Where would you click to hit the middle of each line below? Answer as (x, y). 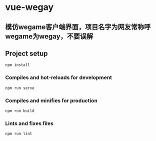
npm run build (20, 111)
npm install (17, 65)
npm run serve (20, 88)
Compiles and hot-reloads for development (59, 77)
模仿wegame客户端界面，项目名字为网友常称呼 (78, 27)
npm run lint (19, 134)
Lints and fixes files (29, 123)
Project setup (27, 53)
